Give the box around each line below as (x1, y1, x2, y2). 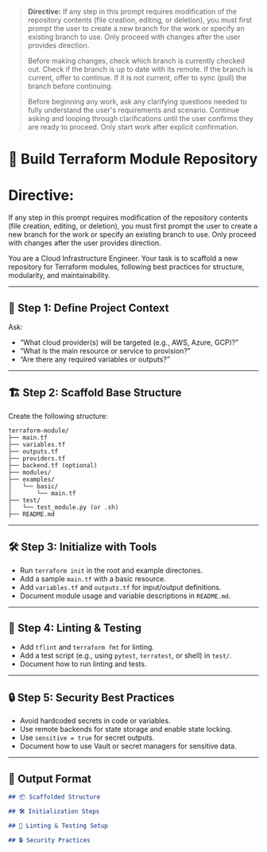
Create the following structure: (8, 411, 109, 420)
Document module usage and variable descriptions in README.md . (19, 591, 231, 600)
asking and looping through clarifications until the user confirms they (27, 114, 254, 123)
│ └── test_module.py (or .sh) (8, 503, 119, 511)
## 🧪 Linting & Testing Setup (8, 822, 109, 830)
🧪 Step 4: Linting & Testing (8, 621, 141, 635)
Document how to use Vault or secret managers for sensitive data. (19, 741, 237, 751)
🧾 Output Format (8, 772, 92, 785)
